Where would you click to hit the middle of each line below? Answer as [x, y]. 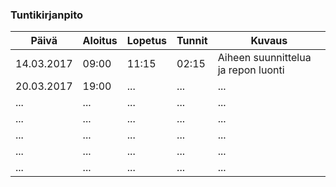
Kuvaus [269, 41]
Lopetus [147, 41]
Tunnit [192, 41]
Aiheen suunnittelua [264, 58]
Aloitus [100, 41]
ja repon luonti [251, 70]
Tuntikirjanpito [47, 15]
